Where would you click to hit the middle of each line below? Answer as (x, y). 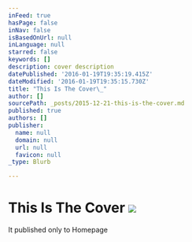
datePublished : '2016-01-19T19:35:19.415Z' (81, 74)
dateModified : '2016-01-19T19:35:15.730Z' (79, 81)
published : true (35, 111)
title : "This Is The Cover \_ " (58, 89)
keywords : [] (30, 60)
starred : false (33, 52)
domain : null (37, 140)
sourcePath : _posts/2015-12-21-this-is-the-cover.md (96, 103)
